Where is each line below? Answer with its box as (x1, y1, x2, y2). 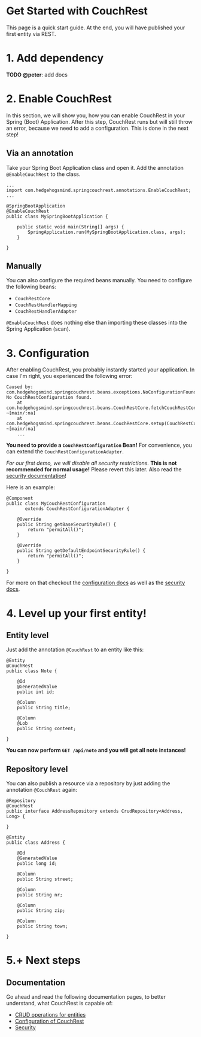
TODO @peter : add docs (6, 71, 68, 78)
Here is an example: (6, 484, 56, 491)
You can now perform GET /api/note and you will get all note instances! (6, 746, 186, 754)
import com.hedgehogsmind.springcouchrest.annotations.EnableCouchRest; (6, 187, 191, 193)
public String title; (17, 704, 71, 711)
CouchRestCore (14, 296, 50, 302)
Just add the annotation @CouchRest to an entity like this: (6, 646, 144, 653)
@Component (6, 495, 33, 502)
